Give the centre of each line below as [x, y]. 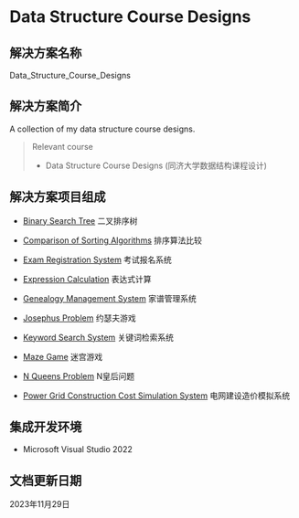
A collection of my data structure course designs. [102, 129]
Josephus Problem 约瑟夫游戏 [79, 318]
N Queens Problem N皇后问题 [79, 375]
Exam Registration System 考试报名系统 [97, 259]
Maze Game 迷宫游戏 [63, 356]
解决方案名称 [46, 53]
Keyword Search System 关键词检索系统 [98, 337]
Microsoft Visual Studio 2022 [77, 449]
